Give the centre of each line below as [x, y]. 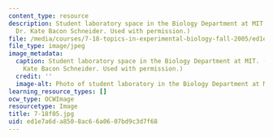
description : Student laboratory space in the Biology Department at [129, 24]
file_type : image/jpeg [47, 46]
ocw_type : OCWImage [41, 99]
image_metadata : [36, 54]
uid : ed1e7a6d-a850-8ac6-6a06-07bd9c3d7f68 [83, 122]
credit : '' [34, 76]
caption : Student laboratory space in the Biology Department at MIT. [138, 62]
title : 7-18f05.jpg [41, 114]
